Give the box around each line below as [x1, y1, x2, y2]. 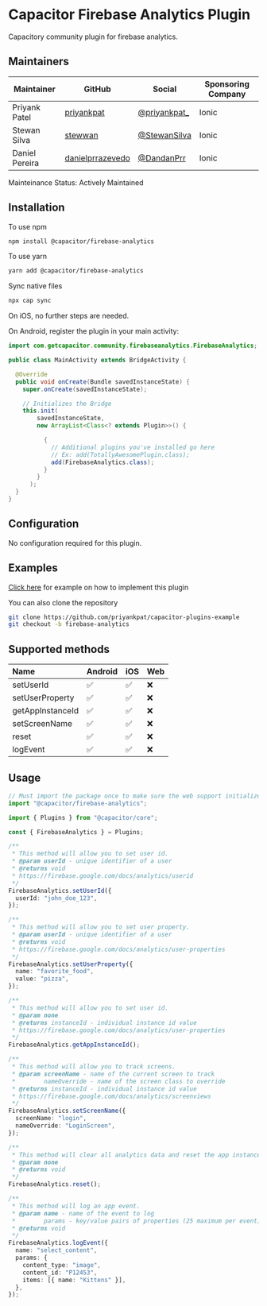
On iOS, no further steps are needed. [8, 311, 130, 321]
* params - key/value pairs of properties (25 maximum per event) [11, 1217, 261, 1225]
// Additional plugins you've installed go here [50, 443, 215, 451]
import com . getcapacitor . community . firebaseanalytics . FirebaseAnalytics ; [8, 342, 258, 350]
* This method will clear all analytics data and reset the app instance [11, 1150, 261, 1159]
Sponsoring [204, 78, 250, 89]
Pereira [12, 157, 40, 168]
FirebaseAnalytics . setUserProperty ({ [8, 960, 133, 968]
